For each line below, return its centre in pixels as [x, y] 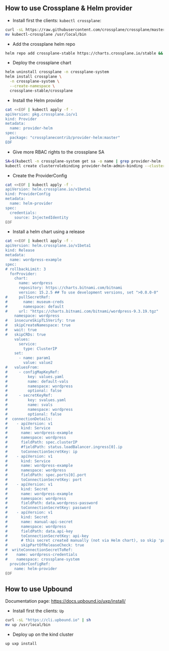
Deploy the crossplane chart [42, 63]
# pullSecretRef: [28, 297]
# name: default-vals [37, 381]
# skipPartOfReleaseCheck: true [45, 545]
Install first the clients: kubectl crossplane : [57, 20]
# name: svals [29, 405]
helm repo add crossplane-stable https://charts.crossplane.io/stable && [84, 53]
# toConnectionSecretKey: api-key [47, 536]
